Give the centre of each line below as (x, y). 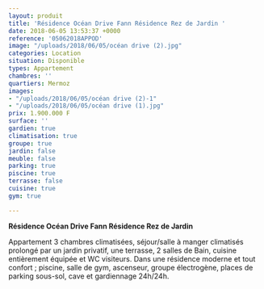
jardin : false (32, 151)
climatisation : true (43, 136)
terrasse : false (36, 181)
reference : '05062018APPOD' (56, 38)
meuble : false (32, 158)
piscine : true (32, 174)
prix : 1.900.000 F (39, 114)
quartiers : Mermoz (39, 83)
